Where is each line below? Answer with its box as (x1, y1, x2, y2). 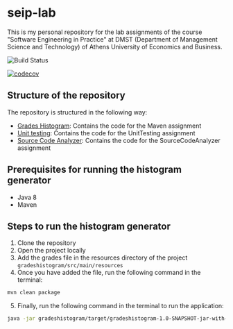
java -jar (7, 315, 36, 322)
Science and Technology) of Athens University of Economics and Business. (7, 42, 223, 51)
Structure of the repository (7, 90, 126, 101)
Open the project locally (17, 246, 86, 255)
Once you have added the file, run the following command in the (17, 269, 201, 277)
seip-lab (7, 5, 57, 21)
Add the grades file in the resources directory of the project (17, 253, 188, 262)
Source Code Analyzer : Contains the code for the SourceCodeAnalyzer (17, 136, 221, 144)
